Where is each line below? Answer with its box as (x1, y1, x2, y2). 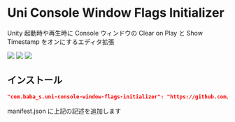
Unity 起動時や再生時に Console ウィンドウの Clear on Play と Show (7, 29, 203, 37)
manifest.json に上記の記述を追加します (7, 107, 122, 115)
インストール (7, 75, 63, 86)
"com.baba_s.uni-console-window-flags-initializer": (7, 93, 164, 100)
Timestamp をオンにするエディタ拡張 (7, 37, 115, 46)
